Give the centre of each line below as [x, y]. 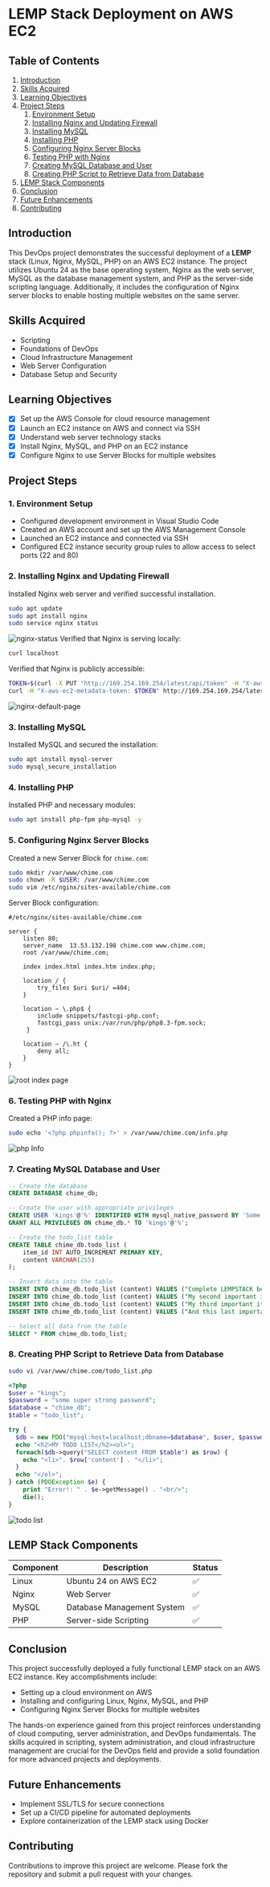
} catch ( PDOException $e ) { [57, 1482]
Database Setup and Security [69, 374]
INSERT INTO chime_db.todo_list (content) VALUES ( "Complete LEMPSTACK [131, 1289]
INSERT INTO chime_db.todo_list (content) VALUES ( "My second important [133, 1297]
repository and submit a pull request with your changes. [101, 1874]
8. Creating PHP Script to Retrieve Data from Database [116, 1354]
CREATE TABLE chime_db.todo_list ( [68, 1245]
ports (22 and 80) [49, 555]
